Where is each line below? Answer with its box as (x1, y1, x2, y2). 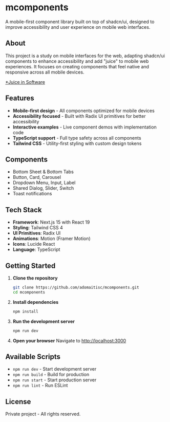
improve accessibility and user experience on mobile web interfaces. (5, 24, 151, 30)
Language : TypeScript (12, 246, 60, 253)
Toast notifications (12, 191, 52, 197)
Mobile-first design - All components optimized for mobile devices (12, 107, 155, 114)
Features (5, 94, 34, 103)
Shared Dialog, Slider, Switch (12, 185, 74, 191)
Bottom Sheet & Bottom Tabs (12, 169, 74, 175)
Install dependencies (12, 299, 59, 305)
